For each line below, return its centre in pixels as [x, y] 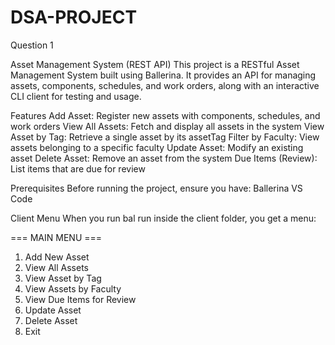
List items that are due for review [78, 168]
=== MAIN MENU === [56, 237]
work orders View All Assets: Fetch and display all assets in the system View [167, 126]
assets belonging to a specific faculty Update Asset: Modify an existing [157, 147]
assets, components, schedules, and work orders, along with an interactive [165, 85]
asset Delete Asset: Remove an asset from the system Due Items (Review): [164, 158]
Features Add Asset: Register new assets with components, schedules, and [165, 115]
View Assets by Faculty [73, 288]
